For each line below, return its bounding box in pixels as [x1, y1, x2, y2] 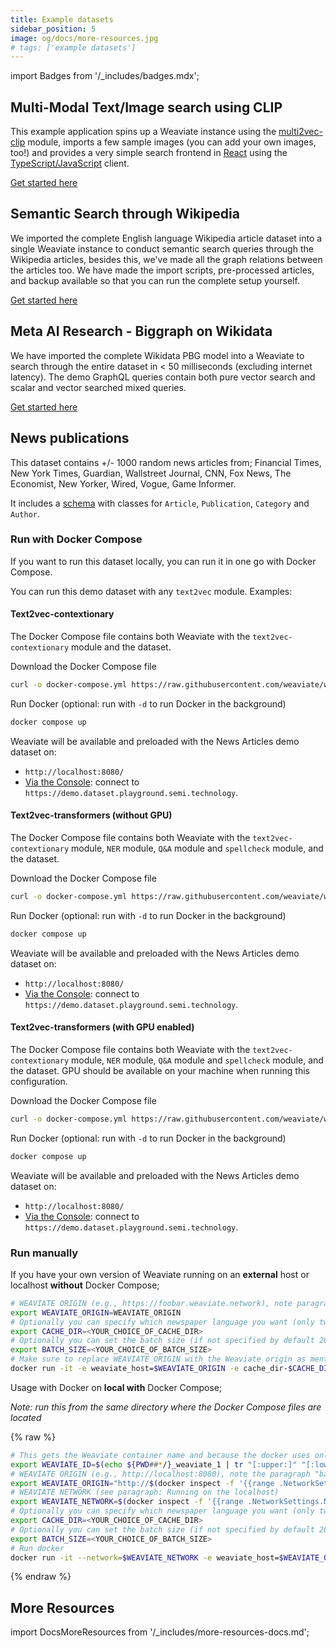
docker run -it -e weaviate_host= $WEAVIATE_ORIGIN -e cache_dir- [10, 1364, 288, 1374]
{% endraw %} [10, 1571, 72, 1583]
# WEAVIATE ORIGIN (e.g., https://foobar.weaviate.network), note [10, 1298, 293, 1308]
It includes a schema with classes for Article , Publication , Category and [10, 497, 310, 509]
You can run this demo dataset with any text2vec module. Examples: [10, 585, 293, 597]
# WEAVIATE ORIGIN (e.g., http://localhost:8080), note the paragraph [10, 1469, 311, 1479]
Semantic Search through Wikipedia [10, 206, 240, 223]
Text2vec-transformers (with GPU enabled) [10, 1021, 195, 1033]
